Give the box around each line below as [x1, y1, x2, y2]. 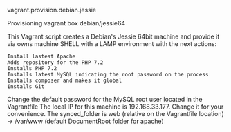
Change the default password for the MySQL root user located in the [7, 96, 203, 103]
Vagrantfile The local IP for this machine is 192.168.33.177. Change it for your [7, 102, 224, 111]
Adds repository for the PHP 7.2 [7, 59, 104, 66]
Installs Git [7, 83, 45, 90]
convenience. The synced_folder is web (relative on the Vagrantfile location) [7, 110, 225, 118]
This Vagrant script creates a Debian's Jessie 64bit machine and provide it [7, 32, 220, 41]
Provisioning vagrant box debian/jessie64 [7, 19, 126, 27]
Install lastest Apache [7, 53, 76, 60]
